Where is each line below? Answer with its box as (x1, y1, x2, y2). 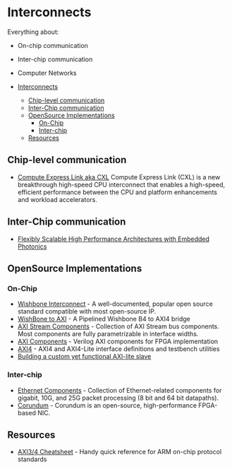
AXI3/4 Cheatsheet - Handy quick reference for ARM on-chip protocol (17, 448, 222, 456)
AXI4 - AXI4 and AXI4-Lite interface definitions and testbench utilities (17, 345, 220, 353)
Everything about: (7, 28, 59, 36)
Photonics (17, 242, 47, 251)
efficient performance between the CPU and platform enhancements (17, 188, 217, 196)
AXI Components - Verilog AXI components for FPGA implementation (17, 337, 219, 346)
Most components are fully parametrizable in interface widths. (17, 330, 199, 338)
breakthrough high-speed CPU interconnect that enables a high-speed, (17, 180, 226, 189)
